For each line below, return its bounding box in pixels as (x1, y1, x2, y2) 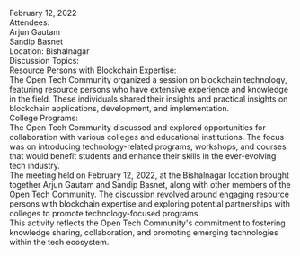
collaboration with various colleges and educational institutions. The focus (9, 132, 285, 142)
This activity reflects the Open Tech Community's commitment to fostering (9, 217, 286, 228)
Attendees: (9, 17, 50, 28)
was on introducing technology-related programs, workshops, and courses (9, 141, 287, 152)
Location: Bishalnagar (9, 46, 90, 57)
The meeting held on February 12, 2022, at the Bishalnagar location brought (9, 170, 290, 181)
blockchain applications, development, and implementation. (9, 103, 230, 113)
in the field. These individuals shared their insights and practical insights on (9, 93, 288, 104)
